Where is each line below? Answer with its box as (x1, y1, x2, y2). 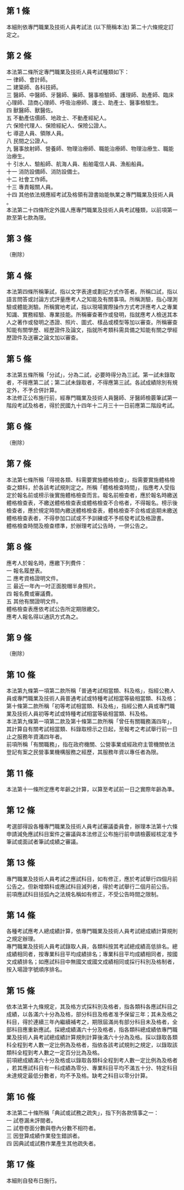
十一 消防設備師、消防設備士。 (6, 167, 83, 175)
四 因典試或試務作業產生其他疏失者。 (6, 1140, 99, 1147)
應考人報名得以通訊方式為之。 (6, 613, 81, 620)
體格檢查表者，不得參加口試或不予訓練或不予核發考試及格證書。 (6, 514, 167, 521)
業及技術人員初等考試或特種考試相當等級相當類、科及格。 (6, 710, 151, 718)
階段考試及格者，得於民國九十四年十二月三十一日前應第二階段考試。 (6, 402, 178, 409)
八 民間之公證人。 (6, 137, 51, 144)
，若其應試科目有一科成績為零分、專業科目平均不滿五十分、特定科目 (6, 1064, 178, 1072)
